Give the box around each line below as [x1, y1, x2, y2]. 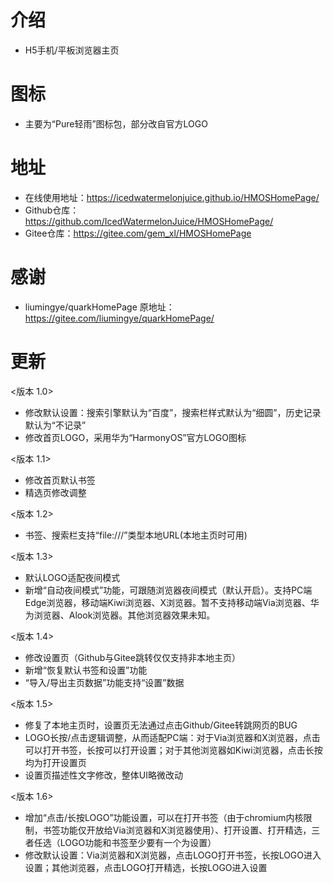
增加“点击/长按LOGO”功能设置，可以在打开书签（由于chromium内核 [24, 811, 304, 823]
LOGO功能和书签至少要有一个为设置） [59, 836, 217, 848]
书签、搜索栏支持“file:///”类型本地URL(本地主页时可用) [24, 529, 248, 541]
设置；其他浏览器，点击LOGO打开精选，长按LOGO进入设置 [24, 861, 268, 873]
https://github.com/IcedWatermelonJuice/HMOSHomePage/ [24, 215, 274, 227]
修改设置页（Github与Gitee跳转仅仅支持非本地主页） [24, 651, 241, 663]
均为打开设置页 [24, 756, 87, 768]
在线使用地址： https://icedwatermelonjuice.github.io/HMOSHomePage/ [24, 191, 320, 203]
